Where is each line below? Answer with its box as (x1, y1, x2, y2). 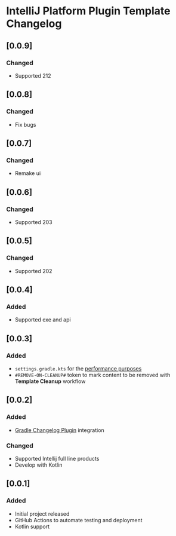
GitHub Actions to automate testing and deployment (14, 516, 143, 523)
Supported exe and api (14, 316, 71, 323)
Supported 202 (14, 267, 53, 274)
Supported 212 (14, 72, 51, 79)
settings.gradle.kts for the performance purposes (14, 365, 142, 372)
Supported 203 (14, 218, 53, 225)
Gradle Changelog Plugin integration (14, 426, 104, 434)
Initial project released (14, 510, 70, 517)
